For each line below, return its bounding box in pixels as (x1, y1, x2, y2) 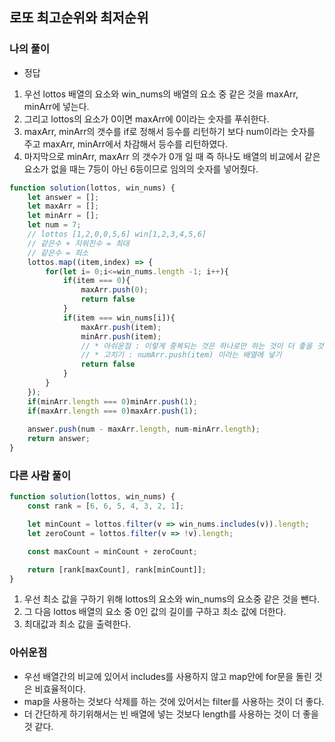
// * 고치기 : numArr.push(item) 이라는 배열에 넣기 (80, 350, 282, 360)
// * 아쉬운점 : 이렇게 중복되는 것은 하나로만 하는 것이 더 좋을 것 (80, 341, 324, 351)
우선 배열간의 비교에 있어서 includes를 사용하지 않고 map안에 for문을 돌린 (23, 670, 312, 682)
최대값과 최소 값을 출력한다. (23, 618, 132, 630)
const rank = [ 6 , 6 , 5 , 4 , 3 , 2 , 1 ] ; (27, 501, 185, 512)
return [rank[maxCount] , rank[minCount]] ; (27, 564, 207, 575)
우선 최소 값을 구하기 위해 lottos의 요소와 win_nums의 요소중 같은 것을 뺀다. (23, 593, 320, 605)
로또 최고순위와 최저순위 (9, 9, 149, 27)
